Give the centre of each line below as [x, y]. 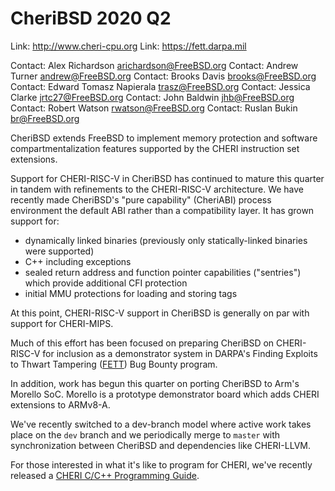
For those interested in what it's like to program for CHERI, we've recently [161, 464]
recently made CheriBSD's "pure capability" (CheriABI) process [141, 199]
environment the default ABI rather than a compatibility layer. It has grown [162, 210]
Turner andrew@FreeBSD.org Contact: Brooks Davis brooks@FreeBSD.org [163, 76]
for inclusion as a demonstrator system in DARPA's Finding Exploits [180, 353]
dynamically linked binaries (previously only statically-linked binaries [166, 240]
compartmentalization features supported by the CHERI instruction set [155, 148]
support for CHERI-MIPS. [62, 323]
